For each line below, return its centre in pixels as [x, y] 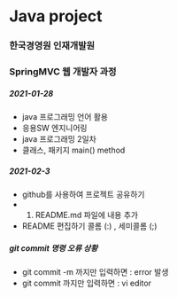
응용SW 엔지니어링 [54, 128]
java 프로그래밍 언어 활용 [65, 117]
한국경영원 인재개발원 [52, 46]
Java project [56, 16]
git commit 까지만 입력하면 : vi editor [87, 283]
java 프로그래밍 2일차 [59, 139]
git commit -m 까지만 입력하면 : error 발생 [95, 271]
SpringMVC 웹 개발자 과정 [63, 72]
